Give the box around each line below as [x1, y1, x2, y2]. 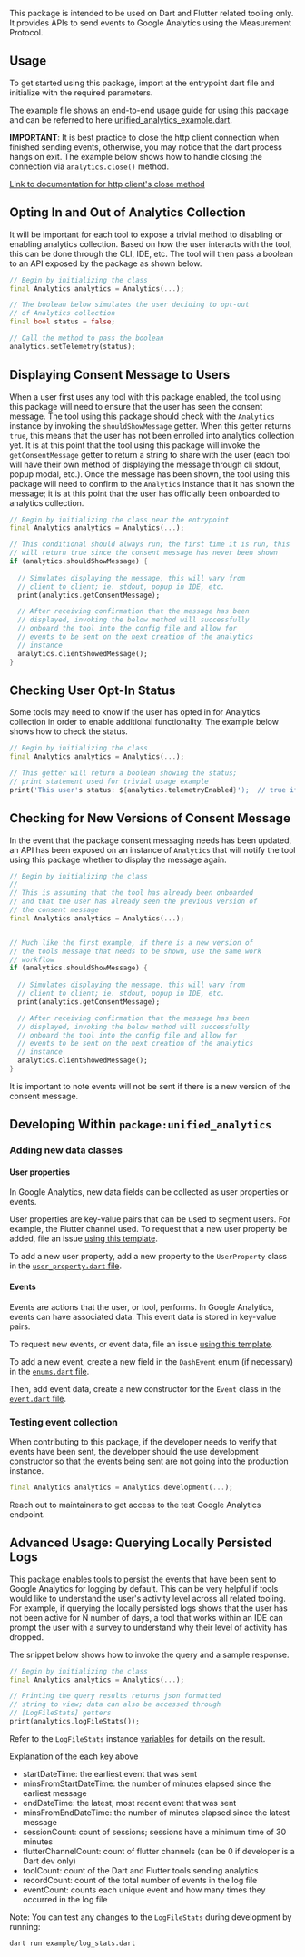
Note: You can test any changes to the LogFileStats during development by [9, 1912, 292, 1922]
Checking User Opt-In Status [9, 682, 176, 698]
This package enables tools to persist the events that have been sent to [9, 1574, 277, 1584]
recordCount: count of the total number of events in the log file [22, 1874, 258, 1885]
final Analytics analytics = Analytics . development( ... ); [9, 1483, 233, 1492]
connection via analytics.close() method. [9, 161, 170, 172]
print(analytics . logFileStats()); [9, 1717, 141, 1726]
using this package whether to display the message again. [9, 854, 227, 865]
